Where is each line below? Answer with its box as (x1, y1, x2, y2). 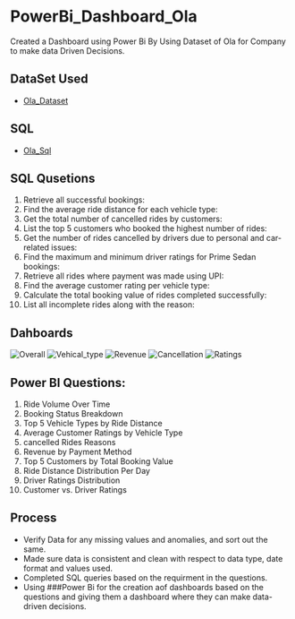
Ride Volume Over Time (22, 399, 111, 409)
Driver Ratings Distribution (22, 475, 121, 486)
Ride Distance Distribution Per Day (22, 466, 151, 476)
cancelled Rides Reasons (22, 437, 116, 447)
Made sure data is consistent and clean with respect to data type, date (22, 553, 283, 563)
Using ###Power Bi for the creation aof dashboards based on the (22, 581, 265, 592)
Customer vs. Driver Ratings (22, 485, 128, 494)
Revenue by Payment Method (22, 446, 132, 457)
